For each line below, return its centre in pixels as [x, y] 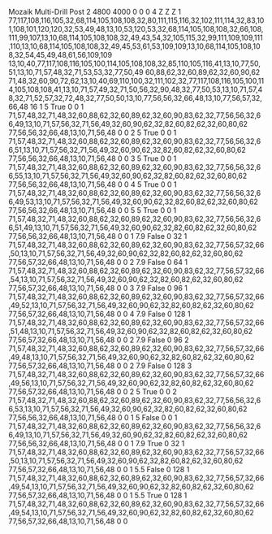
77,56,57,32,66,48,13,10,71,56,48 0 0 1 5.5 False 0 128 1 [99, 469]
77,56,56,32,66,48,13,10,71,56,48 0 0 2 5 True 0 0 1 [93, 132]
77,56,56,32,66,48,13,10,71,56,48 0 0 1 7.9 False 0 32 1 [98, 236]
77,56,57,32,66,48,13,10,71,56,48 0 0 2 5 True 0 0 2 [93, 392]
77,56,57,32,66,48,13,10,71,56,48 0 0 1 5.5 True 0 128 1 [98, 495]
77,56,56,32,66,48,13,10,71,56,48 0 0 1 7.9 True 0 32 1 [97, 443]
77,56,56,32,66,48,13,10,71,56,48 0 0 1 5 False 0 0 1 [93, 417]
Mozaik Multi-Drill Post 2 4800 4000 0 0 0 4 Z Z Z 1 [95, 12]
